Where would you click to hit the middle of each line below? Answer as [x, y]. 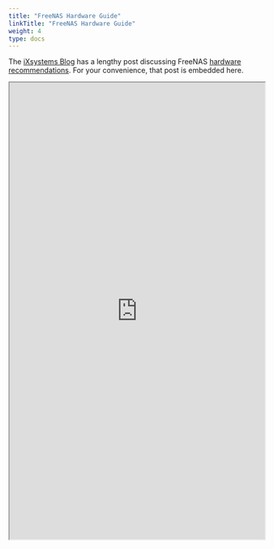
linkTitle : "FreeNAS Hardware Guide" [72, 24]
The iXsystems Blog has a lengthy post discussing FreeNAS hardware [125, 62]
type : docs [27, 39]
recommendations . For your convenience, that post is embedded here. [126, 71]
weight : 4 [25, 31]
